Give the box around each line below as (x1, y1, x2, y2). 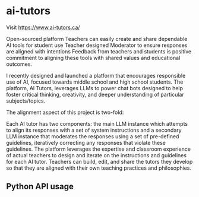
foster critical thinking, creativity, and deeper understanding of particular (6, 91, 184, 98)
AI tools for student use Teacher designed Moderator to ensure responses (6, 42, 188, 49)
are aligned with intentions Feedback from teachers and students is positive (6, 47, 192, 55)
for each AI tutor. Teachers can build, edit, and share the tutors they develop (6, 158, 193, 165)
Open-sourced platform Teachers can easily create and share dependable (6, 35, 188, 42)
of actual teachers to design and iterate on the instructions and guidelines (6, 151, 187, 158)
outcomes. (6, 61, 33, 68)
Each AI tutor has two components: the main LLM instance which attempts (6, 120, 188, 127)
